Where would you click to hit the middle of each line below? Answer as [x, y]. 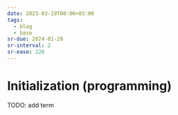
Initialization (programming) [89, 86]
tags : [15, 20]
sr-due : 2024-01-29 [35, 39]
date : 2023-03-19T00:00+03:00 [51, 13]
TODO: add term [30, 105]
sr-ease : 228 [26, 52]
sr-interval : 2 [29, 45]
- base [23, 33]
